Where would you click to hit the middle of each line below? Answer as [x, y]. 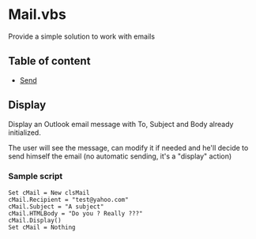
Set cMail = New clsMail [49, 192]
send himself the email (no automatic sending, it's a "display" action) [120, 156]
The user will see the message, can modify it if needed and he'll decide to [128, 148]
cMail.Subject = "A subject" [56, 207]
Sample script [36, 177]
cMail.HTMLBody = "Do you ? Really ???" [76, 213]
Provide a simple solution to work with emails [82, 36]
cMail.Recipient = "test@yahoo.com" [68, 200]
